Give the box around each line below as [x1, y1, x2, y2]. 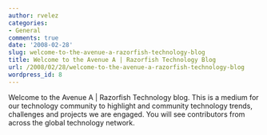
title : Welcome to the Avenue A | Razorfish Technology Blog [8, 56, 217, 64]
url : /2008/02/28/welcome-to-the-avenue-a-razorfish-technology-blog [8, 64, 245, 71]
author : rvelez [8, 11, 59, 20]
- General [8, 26, 42, 34]
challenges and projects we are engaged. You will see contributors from [8, 109, 245, 119]
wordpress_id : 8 [8, 71, 62, 79]
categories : [8, 19, 48, 27]
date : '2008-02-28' [8, 41, 74, 49]
